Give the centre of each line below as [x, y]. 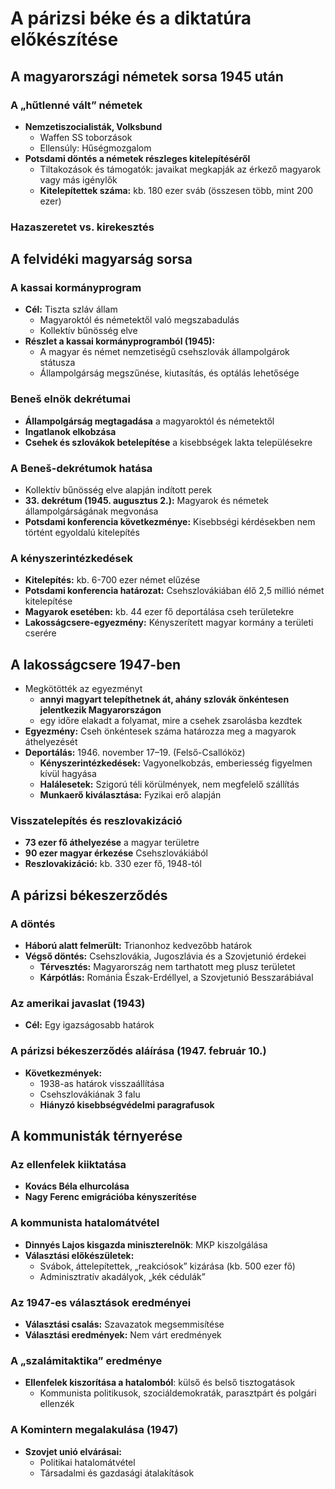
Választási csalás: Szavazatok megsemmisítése [124, 1324]
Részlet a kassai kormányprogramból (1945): [120, 341]
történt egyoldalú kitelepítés [82, 533]
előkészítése [64, 39]
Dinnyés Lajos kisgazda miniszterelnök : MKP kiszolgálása [146, 1244]
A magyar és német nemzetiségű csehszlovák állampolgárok [164, 352]
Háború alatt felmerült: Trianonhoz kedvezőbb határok [138, 946]
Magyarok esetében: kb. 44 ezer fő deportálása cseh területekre [159, 612]
